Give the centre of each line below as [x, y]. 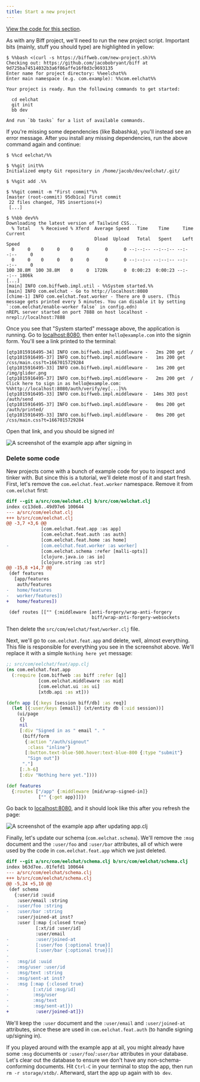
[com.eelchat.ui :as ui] [69, 686]
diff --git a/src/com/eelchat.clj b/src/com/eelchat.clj [79, 501]
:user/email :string [42, 900]
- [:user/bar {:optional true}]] [60, 950]
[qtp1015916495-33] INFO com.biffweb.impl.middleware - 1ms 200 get [96, 368]
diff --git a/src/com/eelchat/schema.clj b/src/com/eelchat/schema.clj [97, 861]
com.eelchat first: [27, 490]
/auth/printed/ [25, 409]
